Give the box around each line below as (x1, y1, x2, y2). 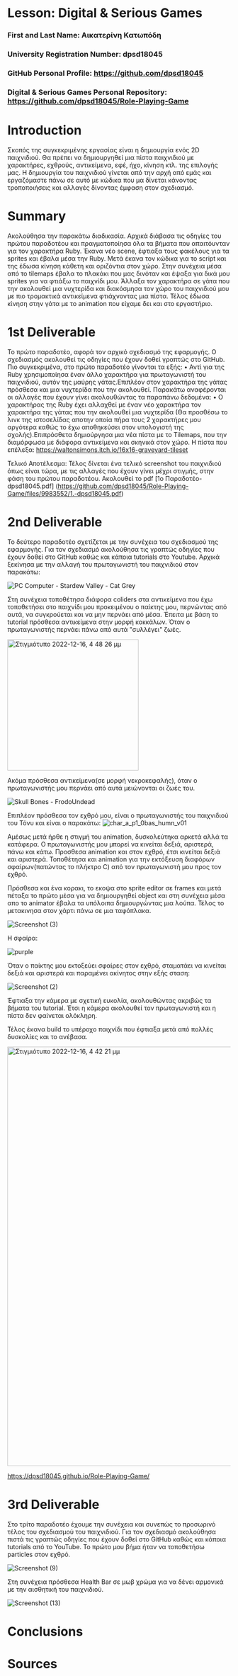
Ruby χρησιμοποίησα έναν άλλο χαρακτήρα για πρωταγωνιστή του (7, 370, 207, 378)
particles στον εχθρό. (7, 1550, 71, 1558)
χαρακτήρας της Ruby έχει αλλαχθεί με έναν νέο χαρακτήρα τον (7, 400, 202, 409)
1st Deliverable (7, 324, 96, 340)
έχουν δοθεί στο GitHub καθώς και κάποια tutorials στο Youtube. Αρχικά (7, 553, 220, 561)
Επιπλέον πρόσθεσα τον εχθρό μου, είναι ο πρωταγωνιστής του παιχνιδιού (7, 811, 229, 820)
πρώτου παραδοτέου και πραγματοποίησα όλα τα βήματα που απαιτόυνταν (7, 239, 230, 247)
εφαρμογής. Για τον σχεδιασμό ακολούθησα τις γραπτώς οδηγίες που (7, 545, 215, 553)
